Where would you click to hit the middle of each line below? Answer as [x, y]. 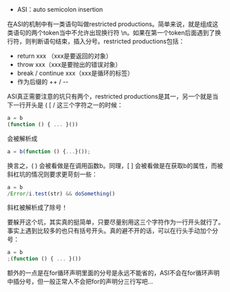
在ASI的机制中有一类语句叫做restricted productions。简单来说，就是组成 [110, 24]
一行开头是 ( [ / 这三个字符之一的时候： [68, 105]
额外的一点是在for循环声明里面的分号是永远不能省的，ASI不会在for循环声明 [114, 273]
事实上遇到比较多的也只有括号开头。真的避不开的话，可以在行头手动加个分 [113, 231]
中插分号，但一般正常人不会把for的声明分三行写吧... [80, 282]
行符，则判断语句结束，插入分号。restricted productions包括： [96, 41]
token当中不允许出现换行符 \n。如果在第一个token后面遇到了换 [132, 33]
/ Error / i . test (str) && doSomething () [61, 194]
